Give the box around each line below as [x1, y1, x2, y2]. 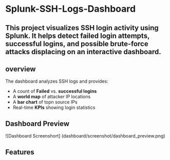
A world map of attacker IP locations [12, 94, 91, 100]
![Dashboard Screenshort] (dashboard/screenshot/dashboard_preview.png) [5, 133, 165, 139]
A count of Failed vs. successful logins [12, 88, 97, 95]
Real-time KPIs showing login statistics [12, 104, 96, 110]
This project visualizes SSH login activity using [5, 24, 159, 32]
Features [5, 148, 34, 156]
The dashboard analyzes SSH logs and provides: [5, 78, 109, 84]
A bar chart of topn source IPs [12, 99, 78, 105]
